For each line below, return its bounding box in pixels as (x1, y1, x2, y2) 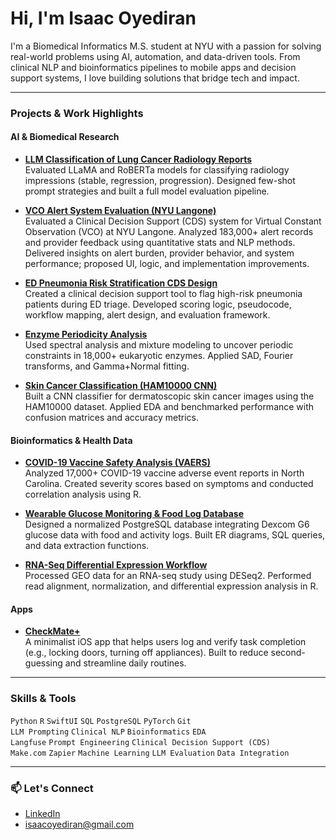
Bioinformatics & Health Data (10, 434, 133, 446)
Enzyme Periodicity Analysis (24, 328, 148, 341)
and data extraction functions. (24, 540, 150, 552)
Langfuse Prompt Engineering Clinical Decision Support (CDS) (10, 737, 271, 747)
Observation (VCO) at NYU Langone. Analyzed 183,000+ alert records (24, 226, 314, 238)
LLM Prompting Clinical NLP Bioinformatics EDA (10, 727, 207, 737)
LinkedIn (24, 808, 61, 820)
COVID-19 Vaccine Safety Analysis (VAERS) (24, 457, 212, 469)
